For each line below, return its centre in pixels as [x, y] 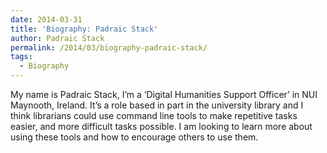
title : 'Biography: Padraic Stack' [84, 29]
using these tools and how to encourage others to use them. [134, 137]
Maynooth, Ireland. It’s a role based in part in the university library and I [157, 105]
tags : [21, 57]
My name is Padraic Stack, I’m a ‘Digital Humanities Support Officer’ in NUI [164, 94]
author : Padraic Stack [57, 38]
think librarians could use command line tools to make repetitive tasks [154, 115]
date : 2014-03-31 [46, 19]
